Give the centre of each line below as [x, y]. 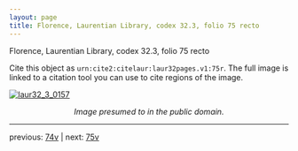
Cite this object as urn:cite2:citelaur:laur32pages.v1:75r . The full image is [149, 68]
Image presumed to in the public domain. [149, 111]
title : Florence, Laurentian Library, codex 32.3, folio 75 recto [134, 26]
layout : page [33, 17]
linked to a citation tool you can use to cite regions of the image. [126, 77]
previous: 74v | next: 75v [54, 137]
